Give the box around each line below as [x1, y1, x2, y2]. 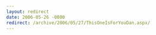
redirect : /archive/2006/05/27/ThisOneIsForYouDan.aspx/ [6, 20, 151, 26]
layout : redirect [6, 8, 49, 15]
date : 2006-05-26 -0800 [6, 14, 65, 20]
